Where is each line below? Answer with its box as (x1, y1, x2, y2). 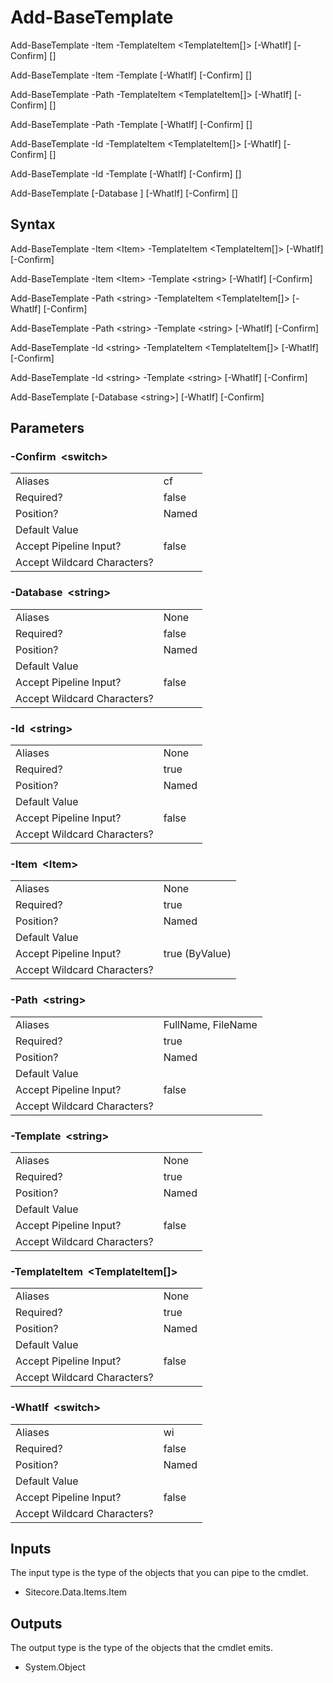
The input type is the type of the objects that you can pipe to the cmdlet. (10, 1567, 309, 1579)
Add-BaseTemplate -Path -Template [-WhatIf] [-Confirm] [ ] (10, 118, 253, 130)
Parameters (10, 420, 85, 437)
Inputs (10, 1540, 52, 1557)
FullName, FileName (163, 1017, 258, 1031)
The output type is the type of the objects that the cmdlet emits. (10, 1642, 274, 1654)
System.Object (24, 1661, 86, 1673)
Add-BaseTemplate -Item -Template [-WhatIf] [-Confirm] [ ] (10, 69, 253, 81)
